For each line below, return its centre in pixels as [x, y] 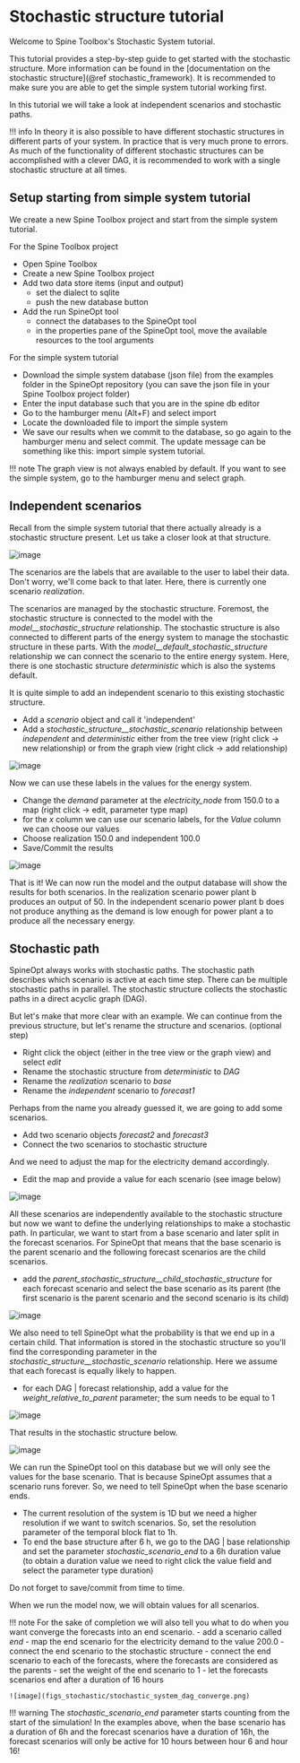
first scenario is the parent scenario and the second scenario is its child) [155, 1298]
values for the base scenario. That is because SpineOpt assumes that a [141, 1477]
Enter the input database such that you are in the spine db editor [141, 403]
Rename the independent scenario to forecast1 [108, 1090]
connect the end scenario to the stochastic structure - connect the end [140, 1651]
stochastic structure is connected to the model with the [111, 618]
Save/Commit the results [68, 847]
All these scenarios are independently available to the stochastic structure [146, 1214]
